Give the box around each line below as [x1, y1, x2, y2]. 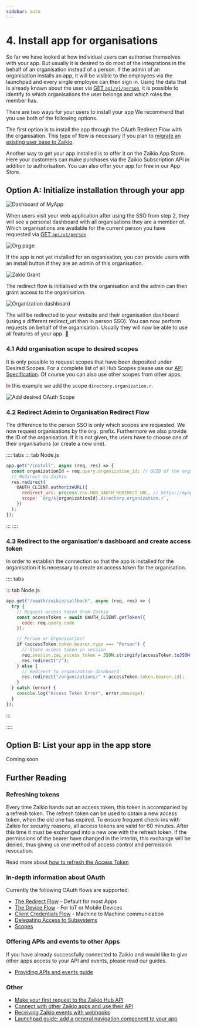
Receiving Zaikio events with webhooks [14, 1009, 110, 1016]
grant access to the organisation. [6, 289, 86, 296]
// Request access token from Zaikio [16, 609, 109, 615]
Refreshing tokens [6, 790, 60, 798]
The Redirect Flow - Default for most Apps [14, 898, 117, 905]
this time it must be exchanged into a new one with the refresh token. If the [6, 829, 187, 836]
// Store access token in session [21, 647, 107, 653]
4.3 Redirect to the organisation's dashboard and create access [6, 537, 191, 545]
